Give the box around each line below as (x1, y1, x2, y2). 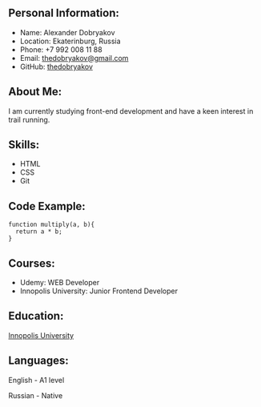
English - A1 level (8, 375, 65, 385)
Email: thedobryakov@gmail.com (19, 53, 129, 62)
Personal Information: (8, 6, 120, 20)
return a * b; (15, 228, 62, 236)
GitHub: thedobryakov (19, 62, 94, 71)
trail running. (8, 115, 50, 124)
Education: (8, 309, 64, 323)
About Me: (8, 85, 62, 99)
